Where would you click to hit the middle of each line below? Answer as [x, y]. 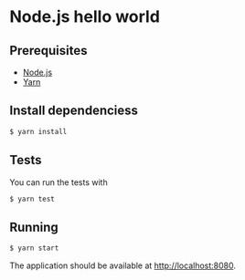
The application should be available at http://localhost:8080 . [122, 265]
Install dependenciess [74, 111]
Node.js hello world [85, 17]
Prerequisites [48, 51]
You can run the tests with [59, 182]
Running [34, 227]
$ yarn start [34, 248]
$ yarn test [32, 199]
